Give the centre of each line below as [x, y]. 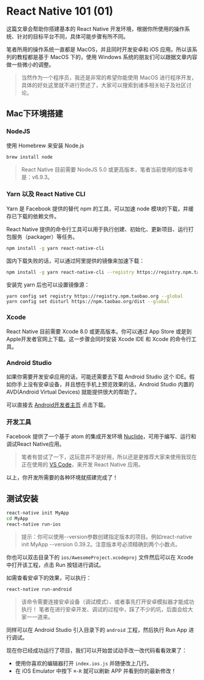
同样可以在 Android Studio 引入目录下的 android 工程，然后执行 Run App [97, 630]
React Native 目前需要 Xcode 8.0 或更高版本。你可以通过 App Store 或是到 [99, 331]
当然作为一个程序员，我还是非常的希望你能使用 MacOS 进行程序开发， [109, 77]
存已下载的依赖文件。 [33, 216]
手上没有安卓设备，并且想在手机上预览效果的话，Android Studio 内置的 [105, 384]
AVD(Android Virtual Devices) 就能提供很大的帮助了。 [73, 392]
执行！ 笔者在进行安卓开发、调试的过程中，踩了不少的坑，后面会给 [104, 609]
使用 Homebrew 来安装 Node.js [45, 145]
